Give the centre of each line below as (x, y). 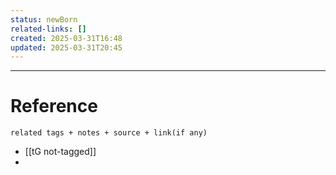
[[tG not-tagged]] (60, 152)
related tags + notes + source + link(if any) (109, 133)
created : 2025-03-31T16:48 (66, 38)
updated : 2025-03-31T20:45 (66, 47)
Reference (54, 106)
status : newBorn (44, 19)
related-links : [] (48, 29)
